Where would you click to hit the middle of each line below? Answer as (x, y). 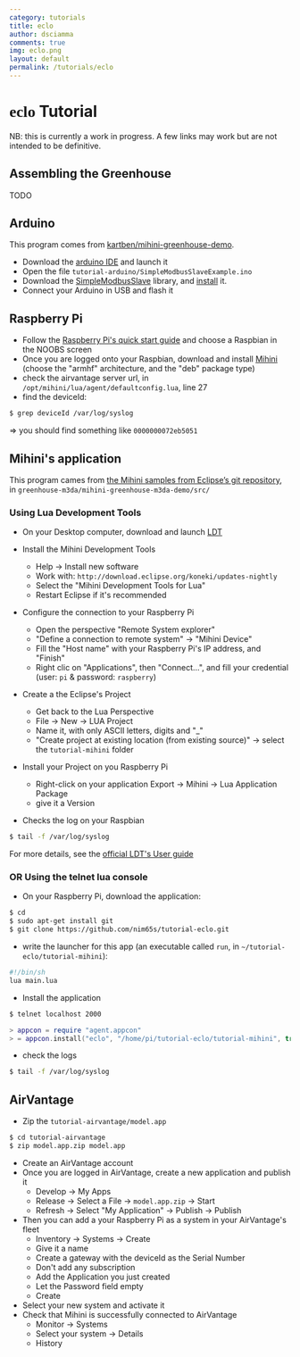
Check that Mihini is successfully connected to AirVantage (129, 1314)
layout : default (39, 59)
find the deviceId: (54, 397)
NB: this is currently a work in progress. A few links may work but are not (143, 136)
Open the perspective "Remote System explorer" (125, 629)
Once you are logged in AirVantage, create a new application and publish (156, 1172)
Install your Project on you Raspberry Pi (95, 767)
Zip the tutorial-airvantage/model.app (94, 1121)
